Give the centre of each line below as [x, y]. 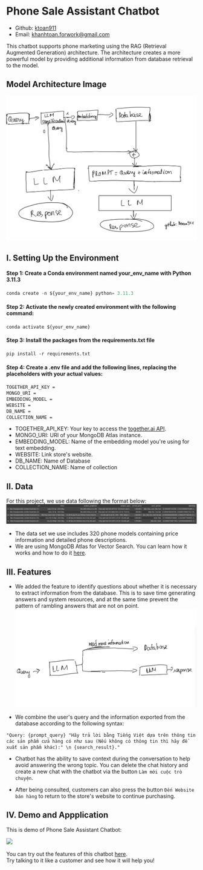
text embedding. [35, 448]
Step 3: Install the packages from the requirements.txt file [81, 340]
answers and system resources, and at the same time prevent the [96, 599]
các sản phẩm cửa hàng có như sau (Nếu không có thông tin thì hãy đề [97, 741]
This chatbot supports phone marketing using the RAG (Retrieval [87, 46]
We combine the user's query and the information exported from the [100, 717]
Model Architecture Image [56, 84]
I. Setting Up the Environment [63, 258]
